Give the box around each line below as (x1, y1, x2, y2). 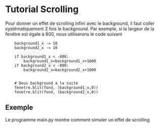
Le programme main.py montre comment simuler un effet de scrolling (5, 116, 150, 122)
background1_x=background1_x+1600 (23, 58, 96, 64)
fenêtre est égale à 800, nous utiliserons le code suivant (5, 31, 123, 37)
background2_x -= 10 (14, 45, 58, 50)
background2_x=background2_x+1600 (23, 67, 96, 72)
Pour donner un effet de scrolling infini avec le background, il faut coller (5, 20, 155, 26)
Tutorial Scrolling (5, 4, 79, 15)
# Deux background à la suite (14, 80, 78, 86)
